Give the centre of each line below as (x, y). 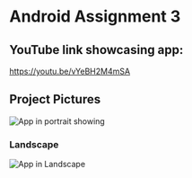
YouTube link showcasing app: (96, 50)
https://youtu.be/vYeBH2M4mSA (70, 71)
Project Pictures (55, 99)
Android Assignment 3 (95, 17)
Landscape (34, 144)
